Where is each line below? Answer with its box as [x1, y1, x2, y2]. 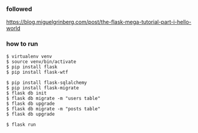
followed [6, 5, 32, 13]
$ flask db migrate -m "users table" [6, 95, 101, 101]
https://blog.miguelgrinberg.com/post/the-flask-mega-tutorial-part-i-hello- [6, 19, 192, 26]
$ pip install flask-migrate [6, 84, 79, 91]
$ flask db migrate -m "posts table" [6, 105, 101, 112]
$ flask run [6, 122, 36, 128]
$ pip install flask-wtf [6, 69, 68, 75]
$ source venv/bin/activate [6, 59, 77, 65]
